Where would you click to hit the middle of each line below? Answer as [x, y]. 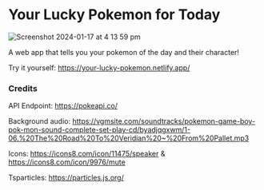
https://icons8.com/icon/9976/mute [67, 162]
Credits [23, 88]
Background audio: [39, 121]
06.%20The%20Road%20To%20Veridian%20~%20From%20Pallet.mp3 [129, 138]
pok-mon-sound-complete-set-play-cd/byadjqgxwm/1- [99, 130]
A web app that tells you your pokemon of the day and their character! [124, 52]
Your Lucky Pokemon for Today [114, 15]
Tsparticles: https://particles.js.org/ [66, 178]
